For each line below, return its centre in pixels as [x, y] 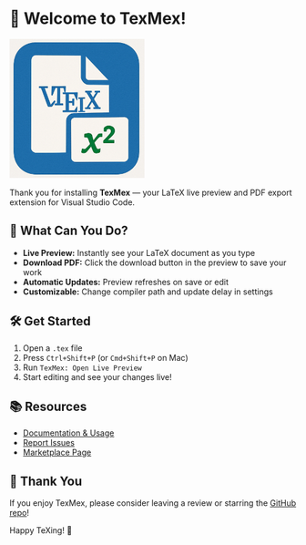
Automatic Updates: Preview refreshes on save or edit [126, 282]
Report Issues [49, 443]
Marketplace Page [57, 452]
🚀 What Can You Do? [69, 231]
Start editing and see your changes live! [97, 376]
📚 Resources [48, 406]
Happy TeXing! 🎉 [41, 530]
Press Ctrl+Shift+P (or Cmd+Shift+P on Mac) [105, 357]
